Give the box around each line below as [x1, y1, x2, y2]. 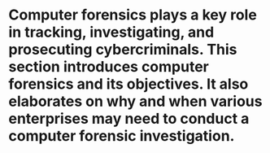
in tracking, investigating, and [8, 23, 215, 42]
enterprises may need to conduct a [8, 110, 250, 128]
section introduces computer [8, 58, 209, 76]
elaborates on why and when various [8, 92, 263, 111]
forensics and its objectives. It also [8, 75, 249, 94]
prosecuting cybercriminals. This [8, 41, 237, 59]
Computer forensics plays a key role [8, 6, 258, 24]
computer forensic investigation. [8, 127, 235, 146]
